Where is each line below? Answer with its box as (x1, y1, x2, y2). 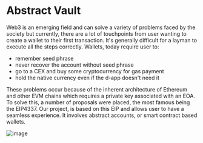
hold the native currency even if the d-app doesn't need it (15, 74, 159, 81)
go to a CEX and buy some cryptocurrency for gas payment (15, 67, 165, 75)
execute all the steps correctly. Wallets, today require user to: (6, 43, 159, 50)
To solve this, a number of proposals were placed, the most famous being (6, 98, 190, 106)
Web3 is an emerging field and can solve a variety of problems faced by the (6, 24, 196, 31)
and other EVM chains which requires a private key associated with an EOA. (6, 92, 196, 99)
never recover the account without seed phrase (15, 61, 135, 68)
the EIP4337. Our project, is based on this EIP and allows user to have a (6, 105, 184, 112)
